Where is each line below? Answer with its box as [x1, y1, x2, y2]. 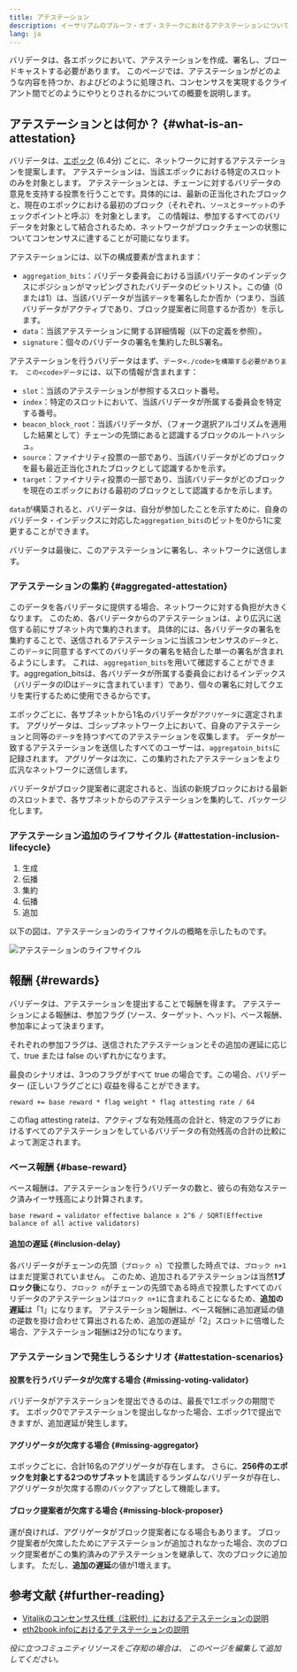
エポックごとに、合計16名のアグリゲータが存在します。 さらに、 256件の [9, 1461, 272, 1472]
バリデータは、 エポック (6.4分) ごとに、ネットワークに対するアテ [9, 156, 247, 166]
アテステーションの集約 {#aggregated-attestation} [9, 581, 228, 593]
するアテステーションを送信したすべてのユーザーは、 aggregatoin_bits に [16, 743, 281, 753]
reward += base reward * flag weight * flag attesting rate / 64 [9, 1098, 255, 1106]
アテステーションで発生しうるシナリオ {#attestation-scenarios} [9, 1351, 285, 1363]
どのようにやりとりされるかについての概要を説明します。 [47, 88, 256, 98]
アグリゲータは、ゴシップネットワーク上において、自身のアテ [26, 720, 250, 731]
